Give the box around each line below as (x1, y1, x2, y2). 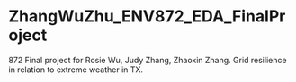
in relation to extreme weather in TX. (8, 64, 144, 75)
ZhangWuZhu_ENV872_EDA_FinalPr (8, 6, 286, 27)
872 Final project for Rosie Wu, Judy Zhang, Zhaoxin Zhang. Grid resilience (8, 54, 287, 65)
